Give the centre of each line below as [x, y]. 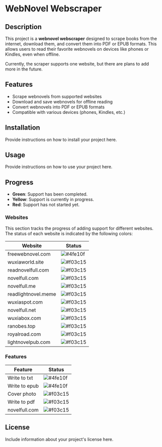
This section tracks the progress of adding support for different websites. [79, 228]
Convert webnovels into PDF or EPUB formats [58, 107]
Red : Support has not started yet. [46, 205]
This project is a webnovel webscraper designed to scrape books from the [81, 38]
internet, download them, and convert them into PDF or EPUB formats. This [81, 44]
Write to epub [23, 386]
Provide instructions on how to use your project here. [59, 167]
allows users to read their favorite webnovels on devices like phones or [77, 49]
